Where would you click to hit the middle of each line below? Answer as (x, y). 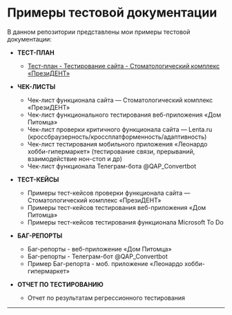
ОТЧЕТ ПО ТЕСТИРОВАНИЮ (60, 284)
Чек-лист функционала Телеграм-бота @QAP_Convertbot (112, 166)
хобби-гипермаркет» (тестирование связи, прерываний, (111, 151)
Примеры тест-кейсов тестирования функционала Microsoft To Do (126, 222)
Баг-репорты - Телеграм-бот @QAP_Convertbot (97, 256)
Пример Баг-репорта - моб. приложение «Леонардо (105, 263)
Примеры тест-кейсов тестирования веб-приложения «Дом (117, 207)
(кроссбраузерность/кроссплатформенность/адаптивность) (117, 137)
